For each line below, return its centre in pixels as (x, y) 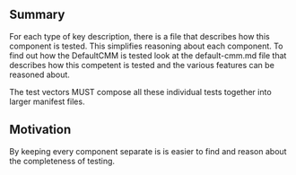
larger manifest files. (47, 101)
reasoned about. (39, 74)
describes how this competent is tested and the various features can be (142, 65)
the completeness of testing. (62, 161)
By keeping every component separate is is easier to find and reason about (148, 151)
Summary (37, 15)
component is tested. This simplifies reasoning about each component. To (146, 46)
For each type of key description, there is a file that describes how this (140, 36)
